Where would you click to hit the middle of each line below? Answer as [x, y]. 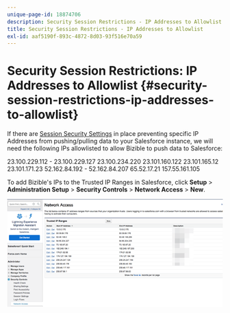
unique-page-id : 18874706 [44, 14]
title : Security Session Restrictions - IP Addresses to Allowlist [105, 29]
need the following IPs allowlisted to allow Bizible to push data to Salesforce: [115, 148]
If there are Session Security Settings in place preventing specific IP [103, 134]
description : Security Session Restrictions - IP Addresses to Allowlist [115, 22]
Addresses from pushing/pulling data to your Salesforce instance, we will [110, 141]
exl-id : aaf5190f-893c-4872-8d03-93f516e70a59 [75, 36]
